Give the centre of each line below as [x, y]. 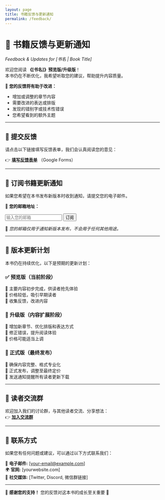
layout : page [18, 10]
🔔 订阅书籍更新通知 [34, 183]
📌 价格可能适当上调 [25, 339]
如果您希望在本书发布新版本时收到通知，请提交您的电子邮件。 [68, 196]
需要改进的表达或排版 [34, 103]
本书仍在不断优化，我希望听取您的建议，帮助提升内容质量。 [65, 76]
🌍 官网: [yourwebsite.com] [33, 470]
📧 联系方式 [21, 440]
